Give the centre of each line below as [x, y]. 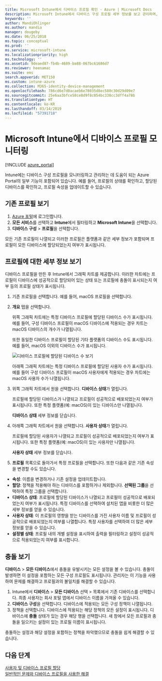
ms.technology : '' [23, 59]
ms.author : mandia [23, 28]
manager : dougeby [22, 32]
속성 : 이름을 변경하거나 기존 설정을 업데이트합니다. [59, 479]
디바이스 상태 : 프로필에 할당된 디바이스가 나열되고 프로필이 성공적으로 [77, 498]
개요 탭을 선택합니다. [31, 307]
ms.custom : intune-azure [30, 82]
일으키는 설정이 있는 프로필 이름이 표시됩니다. [64, 622]
